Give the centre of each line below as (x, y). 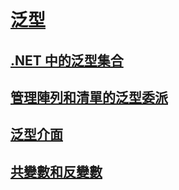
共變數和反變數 (56, 171)
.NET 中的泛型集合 (67, 60)
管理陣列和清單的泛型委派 (89, 97)
